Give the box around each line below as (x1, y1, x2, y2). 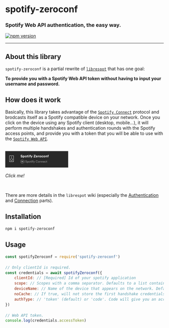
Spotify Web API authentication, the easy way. (5, 22, 121, 29)
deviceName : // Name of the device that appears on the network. (14, 286, 154, 291)
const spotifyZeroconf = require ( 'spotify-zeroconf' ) (5, 254, 121, 259)
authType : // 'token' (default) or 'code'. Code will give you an (14, 297, 156, 302)
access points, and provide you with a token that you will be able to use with (5, 130, 163, 137)
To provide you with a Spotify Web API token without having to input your (5, 76, 161, 82)
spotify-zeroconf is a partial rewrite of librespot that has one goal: (5, 66, 145, 72)
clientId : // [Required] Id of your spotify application (14, 276, 136, 281)
